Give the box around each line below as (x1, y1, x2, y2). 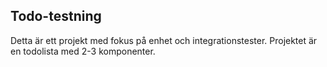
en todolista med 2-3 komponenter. (10, 45, 156, 57)
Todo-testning (10, 8, 102, 25)
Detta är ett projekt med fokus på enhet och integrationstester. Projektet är (10, 34, 318, 46)
